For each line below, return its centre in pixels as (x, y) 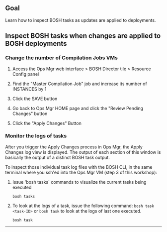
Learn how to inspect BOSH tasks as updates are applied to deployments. (81, 20)
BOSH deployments (36, 44)
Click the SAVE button (35, 99)
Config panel (26, 74)
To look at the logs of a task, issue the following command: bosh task (83, 206)
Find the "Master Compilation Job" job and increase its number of (80, 84)
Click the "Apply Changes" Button (47, 123)
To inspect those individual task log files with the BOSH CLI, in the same (79, 167)
